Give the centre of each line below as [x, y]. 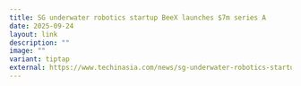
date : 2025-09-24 [42, 26]
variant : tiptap [39, 59]
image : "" [28, 51]
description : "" [39, 43]
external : [28, 68]
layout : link [34, 34]
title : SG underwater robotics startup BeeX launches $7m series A [138, 17]
